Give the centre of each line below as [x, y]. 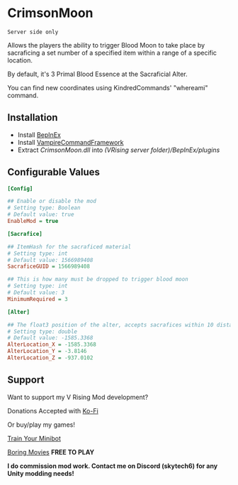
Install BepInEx [39, 135]
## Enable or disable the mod [52, 201]
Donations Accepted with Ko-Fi [53, 410]
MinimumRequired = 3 [38, 299]
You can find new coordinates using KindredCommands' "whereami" [108, 87]
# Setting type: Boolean [44, 208]
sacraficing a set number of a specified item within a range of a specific [112, 53]
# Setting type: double [42, 332]
